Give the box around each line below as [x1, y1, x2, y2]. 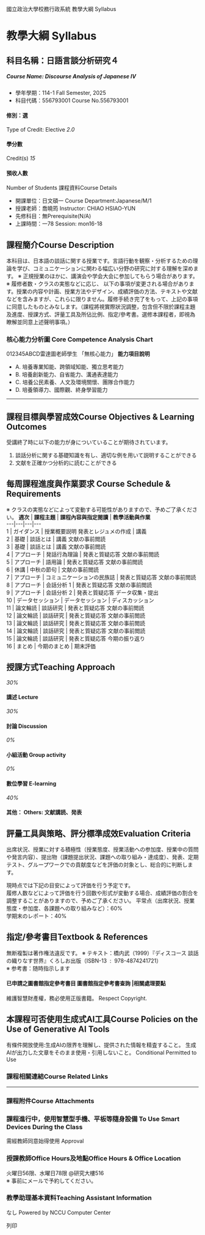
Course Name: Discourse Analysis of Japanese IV [6, 73, 136, 80]
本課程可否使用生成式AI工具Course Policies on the [6, 1014, 198, 1024]
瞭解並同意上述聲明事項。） [6, 318, 73, 326]
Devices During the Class [6, 1122, 83, 1131]
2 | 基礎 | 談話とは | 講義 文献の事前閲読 [6, 535, 106, 542]
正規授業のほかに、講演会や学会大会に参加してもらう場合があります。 [23, 272, 198, 280]
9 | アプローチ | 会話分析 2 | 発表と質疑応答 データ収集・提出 [6, 588, 159, 596]
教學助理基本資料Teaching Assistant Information [6, 1193, 152, 1202]
